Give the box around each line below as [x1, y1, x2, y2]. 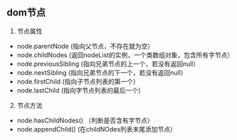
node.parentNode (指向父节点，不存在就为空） [16, 42, 154, 50]
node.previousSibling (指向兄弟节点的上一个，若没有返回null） [16, 59, 200, 68]
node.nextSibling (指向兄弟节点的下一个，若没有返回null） [16, 68, 187, 76]
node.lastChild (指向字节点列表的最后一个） [16, 86, 145, 94]
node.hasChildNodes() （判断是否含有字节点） [16, 116, 154, 124]
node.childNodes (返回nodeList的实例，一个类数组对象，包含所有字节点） [16, 50, 234, 59]
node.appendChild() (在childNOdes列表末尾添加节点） [16, 124, 177, 133]
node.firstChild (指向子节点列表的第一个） [16, 77, 139, 86]
